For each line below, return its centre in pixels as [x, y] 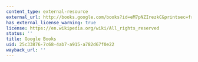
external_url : [24, 17]
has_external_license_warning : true [51, 22]
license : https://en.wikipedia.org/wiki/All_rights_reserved [83, 28]
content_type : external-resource [47, 12]
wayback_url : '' [26, 50]
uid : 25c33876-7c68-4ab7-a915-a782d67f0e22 [60, 45]
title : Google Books [32, 39]
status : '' [19, 34]
